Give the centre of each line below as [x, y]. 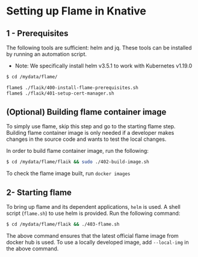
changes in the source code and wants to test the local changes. [86, 139]
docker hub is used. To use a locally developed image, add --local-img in [97, 242]
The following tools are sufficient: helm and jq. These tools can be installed [99, 48]
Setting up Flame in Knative [76, 11]
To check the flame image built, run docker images [68, 173]
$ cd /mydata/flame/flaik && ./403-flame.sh [63, 224]
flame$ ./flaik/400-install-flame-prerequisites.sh [72, 88]
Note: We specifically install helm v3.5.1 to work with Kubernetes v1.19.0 [104, 66]
